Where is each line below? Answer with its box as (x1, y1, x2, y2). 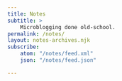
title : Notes (7, 10, 46, 18)
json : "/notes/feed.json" (20, 57, 97, 64)
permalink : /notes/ (7, 30, 65, 38)
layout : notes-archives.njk (7, 37, 91, 44)
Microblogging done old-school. (20, 23, 116, 31)
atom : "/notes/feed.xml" (20, 50, 94, 58)
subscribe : (7, 43, 40, 50)
